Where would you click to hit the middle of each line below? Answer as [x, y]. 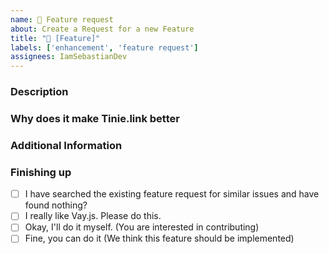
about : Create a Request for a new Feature [102, 29]
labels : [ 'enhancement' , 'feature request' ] [104, 47]
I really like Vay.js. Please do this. [93, 216]
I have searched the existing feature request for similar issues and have [172, 194]
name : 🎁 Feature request [62, 19]
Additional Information [66, 145]
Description [39, 92]
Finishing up [41, 172]
